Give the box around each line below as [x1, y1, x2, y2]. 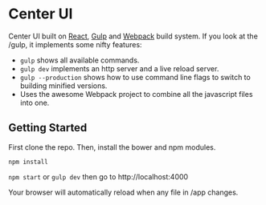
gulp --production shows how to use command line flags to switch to [19, 72, 251, 82]
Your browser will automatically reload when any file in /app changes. [8, 187, 239, 197]
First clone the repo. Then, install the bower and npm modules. [8, 142, 216, 152]
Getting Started [8, 121, 88, 135]
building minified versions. [19, 81, 108, 90]
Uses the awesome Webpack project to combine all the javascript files [19, 89, 253, 98]
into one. [19, 98, 50, 107]
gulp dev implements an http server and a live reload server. [19, 63, 219, 73]
